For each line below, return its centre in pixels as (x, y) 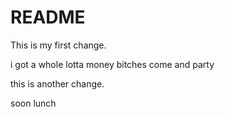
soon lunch (33, 103)
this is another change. (57, 83)
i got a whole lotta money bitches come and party (112, 64)
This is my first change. (58, 45)
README (48, 17)
